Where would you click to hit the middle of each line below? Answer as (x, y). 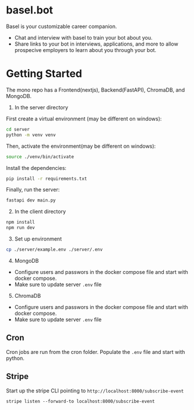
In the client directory (40, 211)
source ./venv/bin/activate (40, 157)
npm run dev (20, 228)
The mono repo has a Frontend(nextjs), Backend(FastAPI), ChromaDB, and (96, 90)
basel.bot (30, 10)
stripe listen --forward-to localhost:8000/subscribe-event (81, 401)
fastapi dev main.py (31, 200)
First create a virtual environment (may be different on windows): (84, 119)
